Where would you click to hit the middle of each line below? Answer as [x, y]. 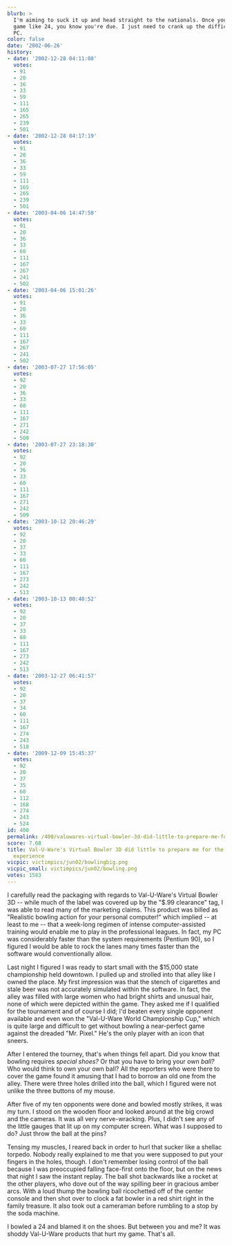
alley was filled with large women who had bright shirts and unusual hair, [110, 996]
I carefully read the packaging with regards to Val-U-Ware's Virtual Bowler [113, 895]
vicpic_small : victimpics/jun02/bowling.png [72, 869]
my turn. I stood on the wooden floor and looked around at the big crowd [110, 1112]
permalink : [23, 837]
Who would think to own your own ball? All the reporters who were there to [114, 1069]
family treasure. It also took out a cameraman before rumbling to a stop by [113, 1206]
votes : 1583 [24, 876]
